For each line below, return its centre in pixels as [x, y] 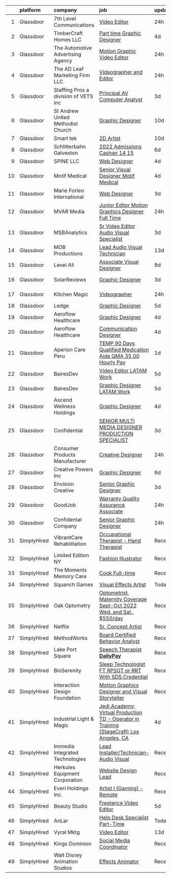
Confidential [68, 431]
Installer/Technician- [124, 752]
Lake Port [65, 650]
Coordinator [113, 847]
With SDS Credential [123, 677]
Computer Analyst [121, 100]
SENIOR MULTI [117, 421]
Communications [74, 25]
